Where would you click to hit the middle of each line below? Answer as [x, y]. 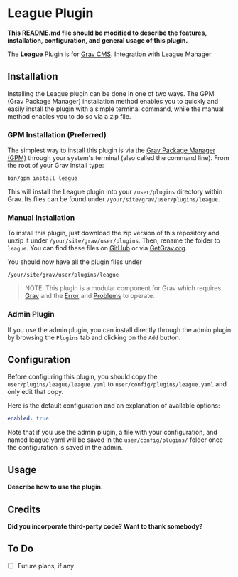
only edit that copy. [36, 392]
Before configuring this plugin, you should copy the [82, 377]
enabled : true [28, 419]
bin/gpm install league [43, 179]
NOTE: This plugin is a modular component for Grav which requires [123, 288]
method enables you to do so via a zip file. [69, 116]
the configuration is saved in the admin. [65, 448]
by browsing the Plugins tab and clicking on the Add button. [94, 337]
